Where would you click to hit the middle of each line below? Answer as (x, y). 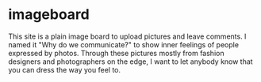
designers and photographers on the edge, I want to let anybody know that (130, 61)
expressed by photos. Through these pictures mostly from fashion (116, 53)
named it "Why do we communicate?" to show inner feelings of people (124, 44)
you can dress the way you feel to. (65, 69)
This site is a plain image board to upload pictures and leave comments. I (127, 36)
